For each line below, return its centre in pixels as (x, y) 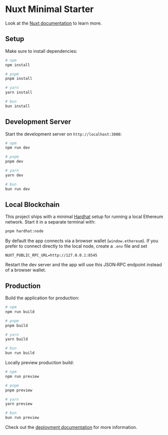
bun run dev (18, 189)
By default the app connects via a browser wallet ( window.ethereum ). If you (82, 241)
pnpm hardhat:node (24, 231)
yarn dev (14, 175)
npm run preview (22, 376)
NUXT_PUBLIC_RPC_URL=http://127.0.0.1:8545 (51, 255)
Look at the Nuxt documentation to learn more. (53, 23)
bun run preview (22, 418)
